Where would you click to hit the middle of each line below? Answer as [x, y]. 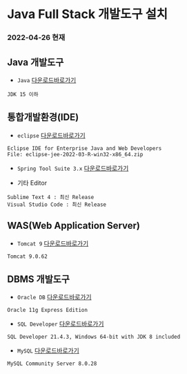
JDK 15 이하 [23, 94]
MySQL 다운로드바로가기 [48, 350]
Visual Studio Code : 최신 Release [57, 205]
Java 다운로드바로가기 [47, 80]
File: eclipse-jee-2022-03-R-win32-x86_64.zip [75, 154]
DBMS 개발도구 [39, 279]
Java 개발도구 [36, 62]
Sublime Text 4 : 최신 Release [51, 197]
